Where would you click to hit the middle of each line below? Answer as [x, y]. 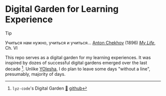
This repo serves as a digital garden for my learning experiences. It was [78, 57]
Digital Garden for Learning [62, 9]
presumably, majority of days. [35, 74]
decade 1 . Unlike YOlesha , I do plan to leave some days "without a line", [78, 68]
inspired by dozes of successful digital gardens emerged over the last [76, 63]
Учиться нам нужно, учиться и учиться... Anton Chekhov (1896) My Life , [80, 42]
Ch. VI [11, 48]
